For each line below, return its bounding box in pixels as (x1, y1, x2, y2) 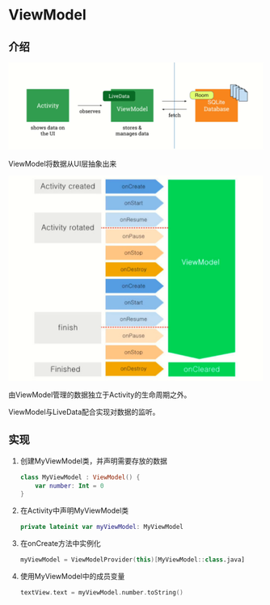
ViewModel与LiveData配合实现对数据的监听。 (8, 407, 160, 417)
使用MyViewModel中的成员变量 (19, 572, 125, 581)
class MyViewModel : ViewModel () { (19, 473, 141, 481)
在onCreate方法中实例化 (19, 539, 101, 548)
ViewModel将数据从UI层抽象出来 (8, 159, 117, 169)
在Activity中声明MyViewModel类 (19, 506, 129, 515)
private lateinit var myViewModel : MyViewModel (19, 523, 184, 531)
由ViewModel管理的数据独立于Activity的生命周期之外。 (8, 390, 192, 400)
